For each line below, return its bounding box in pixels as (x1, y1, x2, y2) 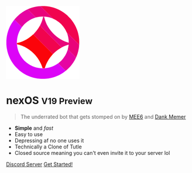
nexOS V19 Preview (6, 94, 92, 108)
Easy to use (14, 130, 43, 137)
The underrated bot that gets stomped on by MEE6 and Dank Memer (20, 113, 186, 120)
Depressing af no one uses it (14, 137, 84, 144)
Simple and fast (14, 124, 54, 132)
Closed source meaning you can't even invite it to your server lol (14, 149, 170, 156)
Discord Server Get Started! (6, 161, 73, 168)
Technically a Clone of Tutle (14, 143, 82, 150)
